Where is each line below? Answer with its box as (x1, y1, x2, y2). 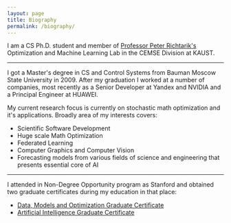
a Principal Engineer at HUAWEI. (7, 91, 98, 99)
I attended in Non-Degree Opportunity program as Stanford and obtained (7, 180, 214, 189)
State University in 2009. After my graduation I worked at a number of (7, 76, 205, 84)
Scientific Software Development (16, 124, 111, 132)
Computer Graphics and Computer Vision (16, 146, 135, 154)
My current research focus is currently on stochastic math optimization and (7, 104, 221, 112)
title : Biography (7, 16, 57, 23)
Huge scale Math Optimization (16, 132, 103, 140)
